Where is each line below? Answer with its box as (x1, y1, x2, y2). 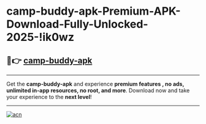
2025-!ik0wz (6, 31, 75, 44)
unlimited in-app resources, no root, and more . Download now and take (6, 87, 190, 94)
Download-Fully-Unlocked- (6, 17, 148, 31)
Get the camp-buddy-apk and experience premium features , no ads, (6, 81, 185, 87)
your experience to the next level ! (6, 93, 92, 100)
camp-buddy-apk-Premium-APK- (6, 4, 181, 18)
